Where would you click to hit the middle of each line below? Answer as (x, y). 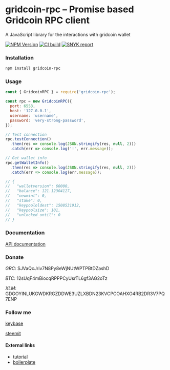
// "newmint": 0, (26, 196)
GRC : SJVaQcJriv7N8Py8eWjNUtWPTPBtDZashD (57, 268)
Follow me (18, 312)
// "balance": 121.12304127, (39, 191)
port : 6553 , (23, 106)
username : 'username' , (34, 116)
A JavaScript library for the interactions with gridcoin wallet (68, 34)
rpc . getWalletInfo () (27, 162)
